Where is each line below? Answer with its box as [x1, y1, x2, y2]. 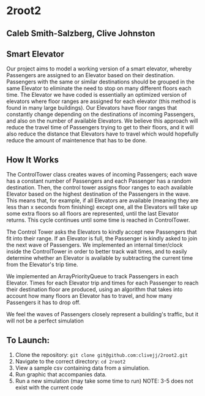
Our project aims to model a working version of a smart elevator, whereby [6, 65, 192, 72]
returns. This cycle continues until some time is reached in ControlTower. [6, 216, 190, 224]
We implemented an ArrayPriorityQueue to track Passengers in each [6, 273, 179, 280]
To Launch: [6, 335, 50, 345]
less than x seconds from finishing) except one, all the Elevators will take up [6, 204, 198, 211]
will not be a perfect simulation [6, 317, 84, 325]
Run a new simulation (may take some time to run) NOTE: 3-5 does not [15, 378, 194, 385]
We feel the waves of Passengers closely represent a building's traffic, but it [6, 311, 199, 318]
